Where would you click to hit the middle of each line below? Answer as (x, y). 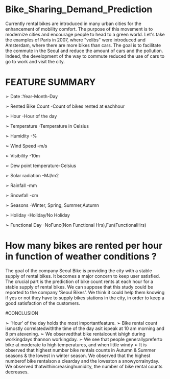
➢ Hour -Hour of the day (31, 116)
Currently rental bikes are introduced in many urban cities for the (74, 23)
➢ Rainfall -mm (21, 185)
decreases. (17, 372)
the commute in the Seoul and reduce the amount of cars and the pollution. (84, 51)
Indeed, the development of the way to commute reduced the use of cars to (85, 56)
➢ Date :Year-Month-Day (32, 96)
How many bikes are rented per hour (84, 246)
